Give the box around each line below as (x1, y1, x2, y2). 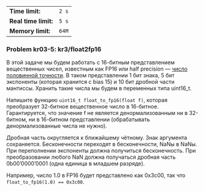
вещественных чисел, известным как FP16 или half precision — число (6, 65, 188, 72)
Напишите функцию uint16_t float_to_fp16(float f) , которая (6, 97, 167, 104)
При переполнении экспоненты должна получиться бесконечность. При (6, 147, 196, 155)
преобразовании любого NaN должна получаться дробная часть (6, 153, 176, 161)
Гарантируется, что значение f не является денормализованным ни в (6, 109, 188, 117)
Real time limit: (9, 17, 54, 25)
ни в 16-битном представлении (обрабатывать (28, 116, 150, 123)
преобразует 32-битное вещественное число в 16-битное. (6, 103, 159, 110)
